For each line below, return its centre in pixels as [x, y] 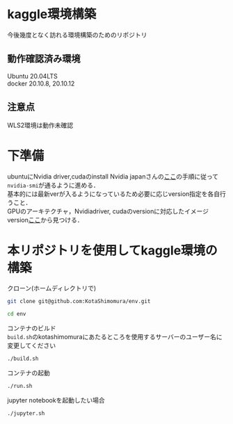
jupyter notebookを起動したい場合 [56, 400]
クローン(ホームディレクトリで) [52, 288]
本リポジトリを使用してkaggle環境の [112, 250]
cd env [17, 314]
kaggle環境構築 [52, 14]
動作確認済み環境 [44, 59]
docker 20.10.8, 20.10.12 [41, 83]
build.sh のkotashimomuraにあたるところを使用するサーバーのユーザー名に [115, 337]
